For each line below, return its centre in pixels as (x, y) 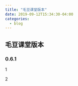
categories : (17, 19)
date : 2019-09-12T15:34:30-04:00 (39, 14)
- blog (16, 23)
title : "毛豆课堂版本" (26, 10)
